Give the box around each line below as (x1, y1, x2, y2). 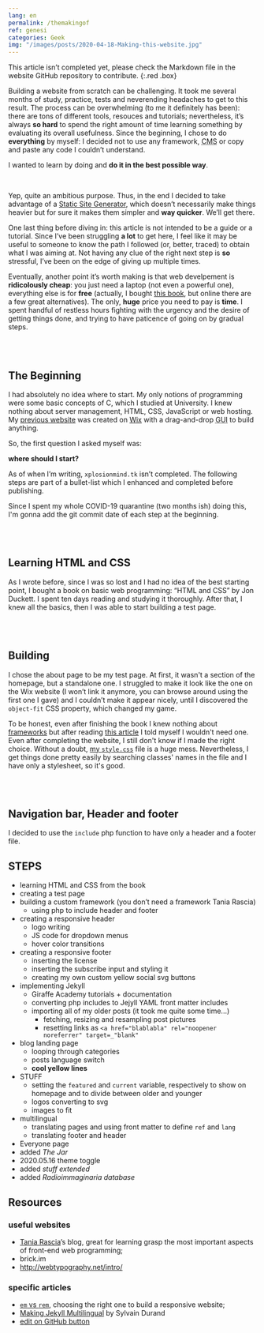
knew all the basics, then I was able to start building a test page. (8, 602, 217, 612)
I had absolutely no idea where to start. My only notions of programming (8, 389, 243, 399)
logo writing (31, 922, 71, 932)
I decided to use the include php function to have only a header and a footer (8, 828, 256, 838)
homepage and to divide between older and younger (31, 1089, 203, 1098)
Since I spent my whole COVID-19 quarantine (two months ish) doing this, (8, 501, 247, 510)
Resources (8, 1196, 62, 1209)
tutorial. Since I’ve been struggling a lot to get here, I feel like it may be (8, 231, 238, 241)
